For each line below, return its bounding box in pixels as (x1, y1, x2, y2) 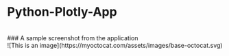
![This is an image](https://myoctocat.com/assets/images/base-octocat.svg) (7, 41, 223, 49)
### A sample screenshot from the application (7, 33, 138, 42)
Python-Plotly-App (7, 4, 118, 20)
